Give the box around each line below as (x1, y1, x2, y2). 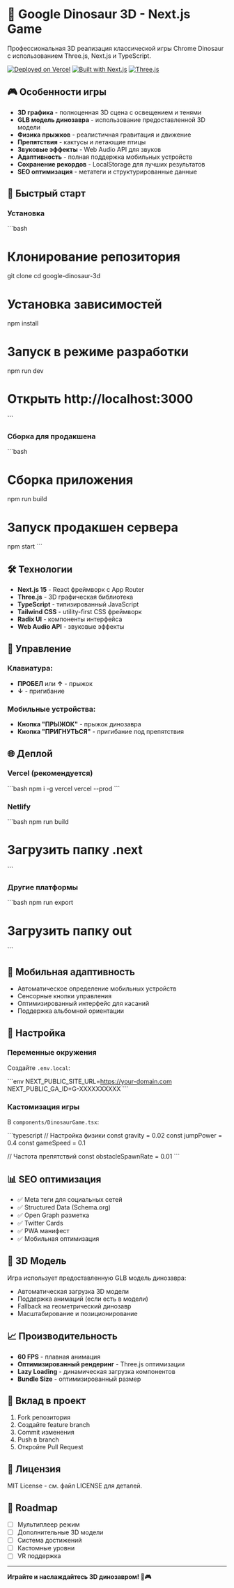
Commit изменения (17, 1428, 75, 1437)
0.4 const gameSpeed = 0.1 (7, 1139, 86, 1147)
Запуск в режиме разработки (7, 344, 189, 360)
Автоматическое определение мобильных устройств (17, 984, 177, 993)
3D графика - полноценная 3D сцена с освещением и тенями (17, 108, 202, 116)
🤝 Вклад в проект (7, 1394, 86, 1407)
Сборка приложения (7, 472, 134, 487)
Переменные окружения (7, 1048, 97, 1058)
